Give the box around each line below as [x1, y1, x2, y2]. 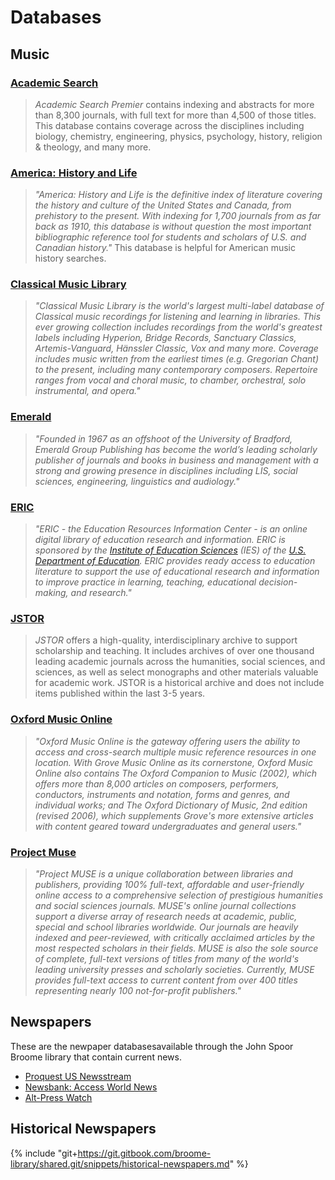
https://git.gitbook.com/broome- [77, 1147, 212, 1159]
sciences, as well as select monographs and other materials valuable [34, 666, 319, 678]
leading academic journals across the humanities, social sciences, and [34, 656, 326, 668]
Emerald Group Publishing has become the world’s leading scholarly [34, 443, 318, 455]
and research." [70, 587, 132, 599]
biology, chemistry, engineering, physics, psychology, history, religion [34, 130, 323, 142]
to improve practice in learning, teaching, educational [34, 576, 257, 588]
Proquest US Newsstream [24, 1070, 132, 1082]
